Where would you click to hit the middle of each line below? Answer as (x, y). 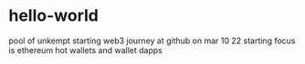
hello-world (54, 16)
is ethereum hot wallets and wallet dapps (86, 50)
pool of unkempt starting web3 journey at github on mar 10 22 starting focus (152, 41)
